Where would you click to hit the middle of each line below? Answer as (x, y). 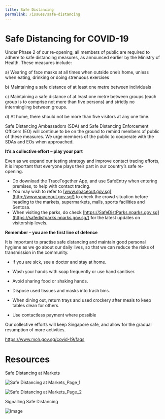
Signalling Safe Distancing (32, 402)
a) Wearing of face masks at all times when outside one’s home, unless (77, 72)
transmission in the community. (37, 252)
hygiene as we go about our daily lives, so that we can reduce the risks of (80, 247)
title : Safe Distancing (30, 10)
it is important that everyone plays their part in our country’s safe (71, 166)
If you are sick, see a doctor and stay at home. (59, 262)
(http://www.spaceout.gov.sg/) (43, 197)
